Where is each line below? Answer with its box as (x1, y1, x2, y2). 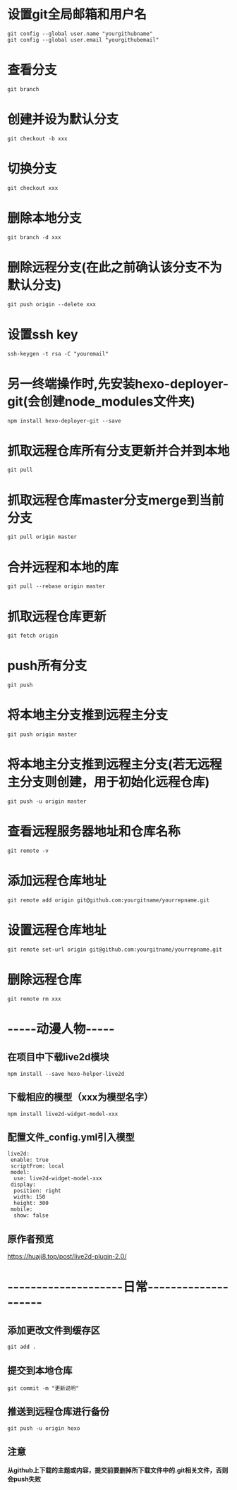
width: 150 (13, 1194, 46, 1201)
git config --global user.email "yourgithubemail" (7, 36, 159, 43)
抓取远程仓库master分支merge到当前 (7, 492, 224, 508)
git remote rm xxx (7, 995, 61, 1003)
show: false (13, 1212, 49, 1219)
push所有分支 (7, 658, 87, 674)
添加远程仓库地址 (7, 873, 107, 889)
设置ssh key (7, 326, 79, 342)
